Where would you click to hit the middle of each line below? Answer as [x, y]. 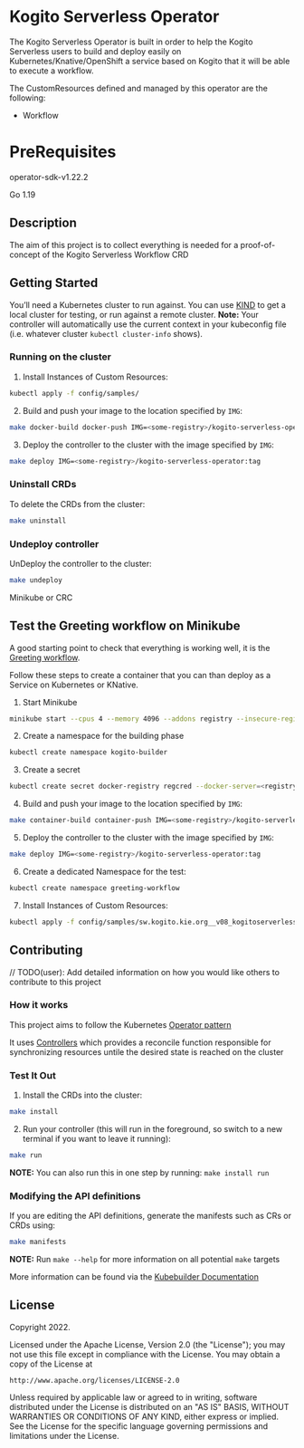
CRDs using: [33, 1225]
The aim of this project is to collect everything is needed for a [124, 245]
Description [43, 223]
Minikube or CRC [41, 597]
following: [28, 98]
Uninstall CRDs [43, 484]
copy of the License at [51, 1364]
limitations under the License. [64, 1435]
